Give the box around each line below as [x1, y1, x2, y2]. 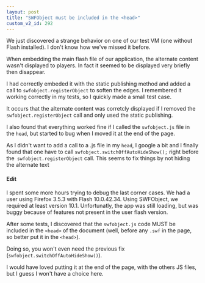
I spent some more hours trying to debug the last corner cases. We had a [6, 189, 190, 196]
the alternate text [6, 161, 49, 169]
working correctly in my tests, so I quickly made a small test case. [6, 93, 172, 101]
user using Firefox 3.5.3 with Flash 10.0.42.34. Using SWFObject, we [6, 195, 178, 202]
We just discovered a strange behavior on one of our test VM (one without [6, 37, 193, 45]
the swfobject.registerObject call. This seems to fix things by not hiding [6, 155, 190, 162]
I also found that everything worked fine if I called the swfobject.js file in [6, 123, 190, 131]
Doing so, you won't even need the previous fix [6, 245, 125, 252]
